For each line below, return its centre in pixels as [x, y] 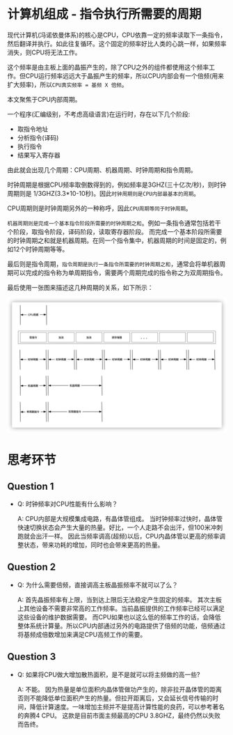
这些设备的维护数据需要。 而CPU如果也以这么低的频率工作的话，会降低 [119, 617]
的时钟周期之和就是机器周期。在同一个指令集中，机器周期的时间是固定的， [114, 240]
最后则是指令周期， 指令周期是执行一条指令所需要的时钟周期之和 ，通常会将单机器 [113, 264]
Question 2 [32, 567]
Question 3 [32, 657]
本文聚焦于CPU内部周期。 [44, 99]
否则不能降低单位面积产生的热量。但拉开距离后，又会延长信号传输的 [115, 698]
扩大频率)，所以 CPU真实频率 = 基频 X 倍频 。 [67, 84]
